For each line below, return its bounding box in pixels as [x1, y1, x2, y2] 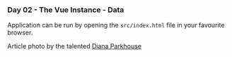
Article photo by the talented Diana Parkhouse [7, 42, 142, 51]
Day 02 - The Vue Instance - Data [7, 5, 124, 15]
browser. [7, 28, 33, 37]
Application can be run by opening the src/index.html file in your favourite [7, 21, 225, 30]
